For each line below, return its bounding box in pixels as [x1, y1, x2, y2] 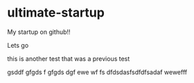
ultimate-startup [7, 5, 105, 21]
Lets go [7, 41, 29, 49]
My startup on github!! [7, 28, 71, 36]
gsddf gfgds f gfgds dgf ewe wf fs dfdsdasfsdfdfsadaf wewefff [7, 68, 188, 76]
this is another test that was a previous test [7, 54, 130, 63]
